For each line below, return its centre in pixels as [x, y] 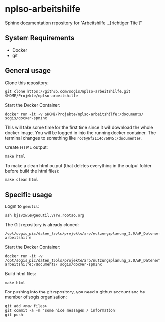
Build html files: [21, 274]
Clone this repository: [27, 83]
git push [14, 315]
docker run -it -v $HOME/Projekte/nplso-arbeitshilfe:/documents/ [74, 114]
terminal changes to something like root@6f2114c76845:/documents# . [74, 138]
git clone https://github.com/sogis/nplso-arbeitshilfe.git [68, 91]
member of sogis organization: [36, 297]
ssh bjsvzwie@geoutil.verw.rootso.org [45, 216]
